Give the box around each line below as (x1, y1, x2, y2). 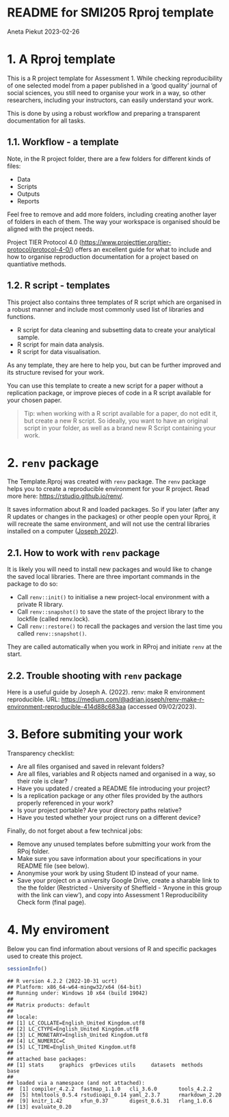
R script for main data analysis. (16, 340, 105, 349)
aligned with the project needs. (7, 225, 94, 233)
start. (7, 650, 23, 658)
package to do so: (7, 580, 58, 588)
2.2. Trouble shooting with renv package (7, 670, 183, 681)
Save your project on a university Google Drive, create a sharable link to (16, 877, 220, 884)
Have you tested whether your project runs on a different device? (16, 814, 201, 821)
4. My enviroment (7, 923, 109, 938)
